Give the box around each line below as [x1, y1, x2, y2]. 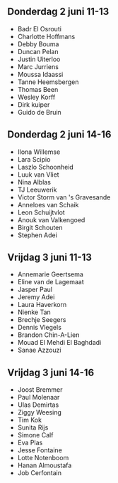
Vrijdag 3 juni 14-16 [7, 366, 95, 378]
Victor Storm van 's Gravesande [17, 192, 111, 202]
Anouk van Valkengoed [17, 215, 85, 224]
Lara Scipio [17, 155, 51, 163]
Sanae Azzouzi [17, 346, 61, 355]
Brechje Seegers [17, 316, 66, 324]
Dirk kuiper [17, 100, 50, 109]
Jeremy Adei [17, 293, 55, 301]
